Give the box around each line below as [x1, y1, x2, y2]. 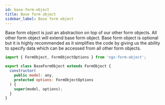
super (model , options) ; [14, 86, 63, 91]
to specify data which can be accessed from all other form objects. [5, 45, 141, 52]
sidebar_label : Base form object [5, 16, 74, 21]
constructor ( [9, 68, 36, 74]
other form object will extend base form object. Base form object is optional [5, 35, 159, 41]
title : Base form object [5, 12, 56, 17]
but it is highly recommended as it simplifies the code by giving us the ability [5, 40, 161, 46]
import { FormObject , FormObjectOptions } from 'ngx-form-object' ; [5, 55, 147, 60]
